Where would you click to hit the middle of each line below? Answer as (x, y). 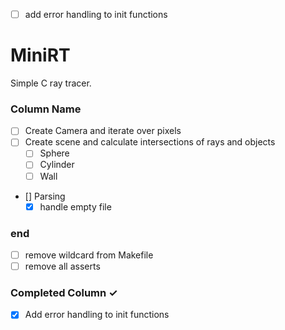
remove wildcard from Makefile (89, 255)
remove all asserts (62, 266)
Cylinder (57, 165)
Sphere (54, 153)
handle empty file (75, 206)
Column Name (46, 109)
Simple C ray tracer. (51, 83)
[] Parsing (45, 196)
